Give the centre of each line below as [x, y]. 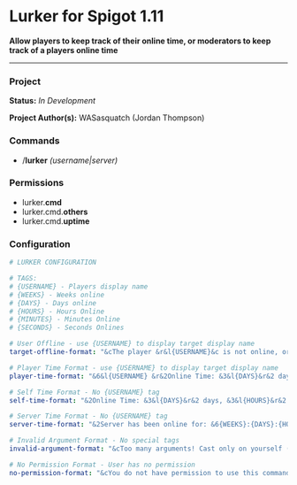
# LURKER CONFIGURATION [53, 263]
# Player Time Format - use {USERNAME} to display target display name [144, 368]
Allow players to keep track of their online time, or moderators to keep [140, 41]
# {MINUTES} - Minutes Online [65, 319]
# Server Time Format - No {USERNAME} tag [88, 416]
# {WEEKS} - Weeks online [57, 295]
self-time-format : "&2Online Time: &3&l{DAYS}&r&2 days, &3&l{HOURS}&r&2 [148, 400]
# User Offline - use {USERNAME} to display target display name [132, 344]
